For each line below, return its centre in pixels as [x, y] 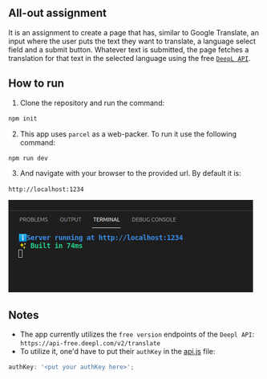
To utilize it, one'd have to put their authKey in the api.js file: [117, 352]
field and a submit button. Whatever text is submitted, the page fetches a [129, 49]
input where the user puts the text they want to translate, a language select [132, 41]
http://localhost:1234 [46, 189]
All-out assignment [57, 13]
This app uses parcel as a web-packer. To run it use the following [128, 134]
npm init [23, 118]
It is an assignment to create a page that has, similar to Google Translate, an [133, 32]
